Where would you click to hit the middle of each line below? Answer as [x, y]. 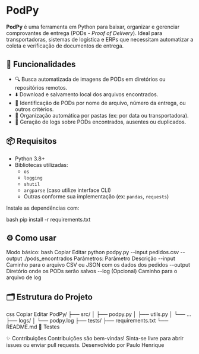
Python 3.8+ [30, 159]
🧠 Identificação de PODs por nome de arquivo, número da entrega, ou [100, 103]
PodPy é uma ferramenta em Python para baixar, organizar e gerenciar [93, 27]
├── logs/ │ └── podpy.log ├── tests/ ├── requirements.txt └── [87, 321]
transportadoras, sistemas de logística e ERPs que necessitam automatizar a [100, 39]
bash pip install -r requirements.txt [48, 219]
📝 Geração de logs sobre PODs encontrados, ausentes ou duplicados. [100, 122]
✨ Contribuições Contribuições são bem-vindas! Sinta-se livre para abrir [95, 339]
